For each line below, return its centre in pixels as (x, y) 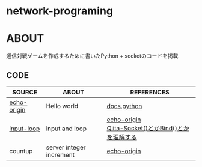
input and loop (66, 129)
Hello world (62, 106)
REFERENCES (150, 92)
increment (60, 154)
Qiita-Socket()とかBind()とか (148, 128)
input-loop (25, 129)
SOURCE (25, 92)
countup (21, 151)
